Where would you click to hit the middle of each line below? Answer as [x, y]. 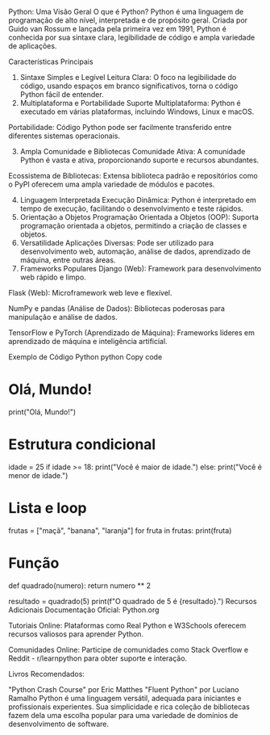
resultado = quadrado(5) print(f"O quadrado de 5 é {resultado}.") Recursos [133, 601]
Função [34, 563]
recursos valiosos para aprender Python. [76, 634]
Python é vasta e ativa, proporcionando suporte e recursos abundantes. [139, 160]
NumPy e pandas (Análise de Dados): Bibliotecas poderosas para [117, 309]
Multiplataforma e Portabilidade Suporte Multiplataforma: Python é [131, 103]
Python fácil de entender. [62, 94]
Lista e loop [48, 508]
